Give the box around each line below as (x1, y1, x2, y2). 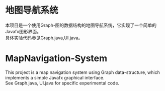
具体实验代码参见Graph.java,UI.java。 (5, 35, 83, 41)
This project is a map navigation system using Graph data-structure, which (5, 69, 160, 75)
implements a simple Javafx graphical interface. (5, 74, 105, 80)
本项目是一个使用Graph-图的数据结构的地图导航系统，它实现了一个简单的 (5, 22, 157, 28)
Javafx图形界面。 (5, 28, 42, 34)
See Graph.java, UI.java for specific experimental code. (5, 80, 120, 86)
